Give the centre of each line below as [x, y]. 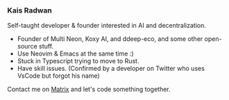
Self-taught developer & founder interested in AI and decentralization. [107, 26]
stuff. [46, 47]
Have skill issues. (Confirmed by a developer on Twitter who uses [111, 69]
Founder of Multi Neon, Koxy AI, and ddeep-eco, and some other [110, 39]
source [27, 47]
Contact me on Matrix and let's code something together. [89, 90]
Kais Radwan [29, 10]
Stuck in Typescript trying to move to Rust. [78, 61]
